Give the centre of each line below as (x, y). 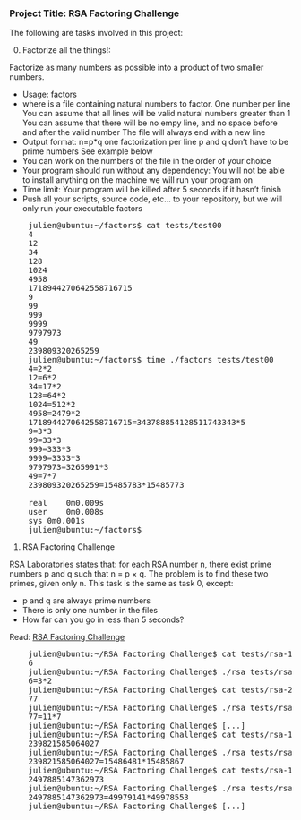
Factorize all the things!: (66, 50)
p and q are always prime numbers (86, 601)
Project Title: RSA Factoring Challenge (95, 13)
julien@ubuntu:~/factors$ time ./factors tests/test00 (151, 360)
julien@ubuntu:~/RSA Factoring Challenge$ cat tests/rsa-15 (163, 735)
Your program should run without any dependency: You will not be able (153, 171)
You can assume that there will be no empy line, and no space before (150, 123)
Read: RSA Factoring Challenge (67, 637)
